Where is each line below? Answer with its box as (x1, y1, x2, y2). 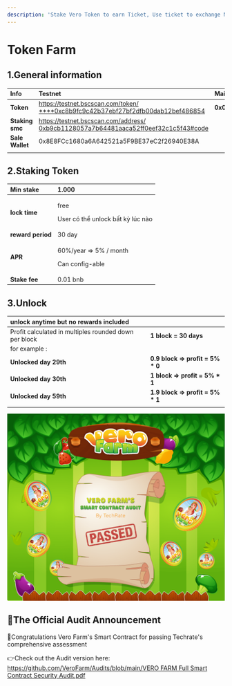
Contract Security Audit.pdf (7, 671, 86, 679)
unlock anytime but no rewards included (10, 317, 130, 326)
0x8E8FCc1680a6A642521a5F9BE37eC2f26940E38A (38, 137, 200, 145)
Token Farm (7, 41, 77, 57)
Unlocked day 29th (10, 358, 67, 366)
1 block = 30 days (150, 331, 204, 340)
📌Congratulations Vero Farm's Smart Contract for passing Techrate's (7, 633, 204, 641)
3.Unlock (7, 297, 47, 309)
